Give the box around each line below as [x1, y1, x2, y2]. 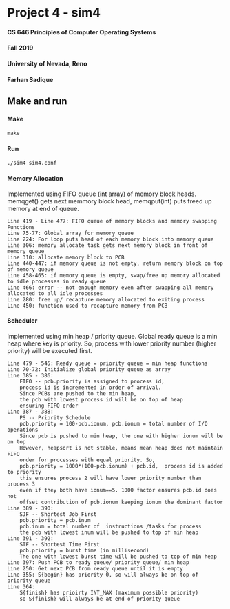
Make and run [7, 95, 67, 107]
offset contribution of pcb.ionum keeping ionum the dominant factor [19, 499, 224, 506]
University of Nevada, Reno [7, 59, 87, 68]
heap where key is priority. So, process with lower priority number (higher [7, 339, 217, 348]
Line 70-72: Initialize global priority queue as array [7, 366, 171, 373]
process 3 [7, 481, 36, 488]
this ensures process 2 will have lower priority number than [19, 475, 202, 481]
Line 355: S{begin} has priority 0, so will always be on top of [7, 571, 198, 578]
